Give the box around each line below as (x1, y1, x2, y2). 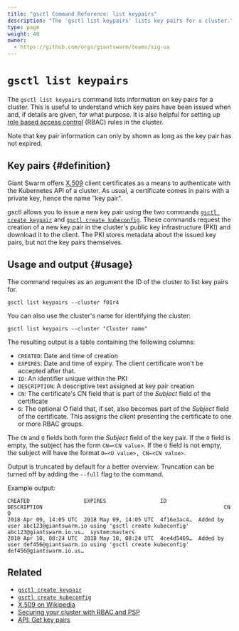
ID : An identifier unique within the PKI (17, 374, 128, 382)
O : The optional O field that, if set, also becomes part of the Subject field (17, 404, 229, 413)
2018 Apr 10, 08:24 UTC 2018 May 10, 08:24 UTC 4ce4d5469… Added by (7, 535, 224, 542)
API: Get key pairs (17, 615, 70, 624)
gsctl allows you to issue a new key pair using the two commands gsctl (7, 207, 217, 216)
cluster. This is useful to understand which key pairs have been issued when (7, 103, 231, 111)
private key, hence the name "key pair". (7, 194, 123, 202)
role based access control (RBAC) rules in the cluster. (7, 118, 164, 126)
